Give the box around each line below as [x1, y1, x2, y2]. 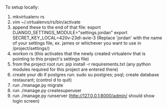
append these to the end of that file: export [12, 24, 101, 30]
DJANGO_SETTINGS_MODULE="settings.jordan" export [12, 30, 128, 35]
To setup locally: [5, 4, 39, 10]
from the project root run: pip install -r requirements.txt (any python [12, 61, 151, 67]
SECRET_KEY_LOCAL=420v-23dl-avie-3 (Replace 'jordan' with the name [12, 35, 163, 41]
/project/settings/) [12, 46, 50, 51]
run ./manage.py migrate [12, 82, 63, 88]
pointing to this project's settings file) [12, 56, 89, 61]
